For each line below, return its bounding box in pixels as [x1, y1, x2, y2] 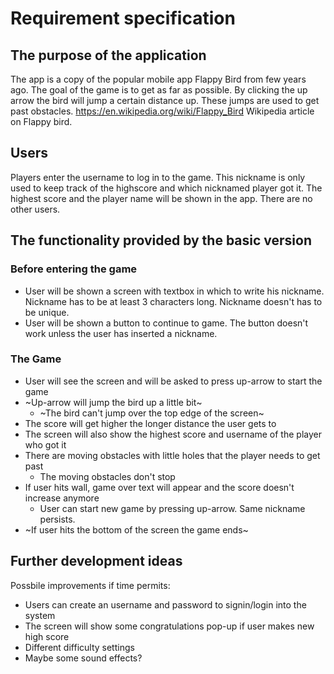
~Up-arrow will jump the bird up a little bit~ [24, 396, 203, 408]
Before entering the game [10, 262, 138, 276]
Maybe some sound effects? [24, 652, 143, 664]
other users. [10, 203, 61, 215]
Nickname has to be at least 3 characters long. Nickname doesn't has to [24, 295, 323, 307]
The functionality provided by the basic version [10, 232, 312, 249]
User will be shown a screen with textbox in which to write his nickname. [24, 285, 325, 297]
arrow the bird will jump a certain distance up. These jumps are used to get [10, 95, 320, 106]
